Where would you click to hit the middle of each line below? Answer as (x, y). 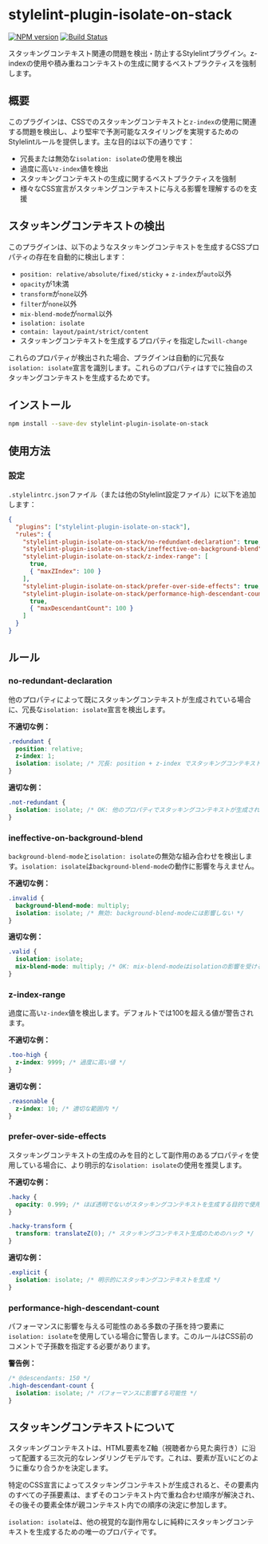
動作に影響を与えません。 (217, 866)
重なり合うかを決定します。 (67, 1468)
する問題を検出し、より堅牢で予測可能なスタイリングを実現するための (124, 131)
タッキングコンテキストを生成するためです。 (81, 378)
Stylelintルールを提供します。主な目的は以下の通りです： (102, 141)
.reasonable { (32, 1101)
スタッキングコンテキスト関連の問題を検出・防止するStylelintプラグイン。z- (133, 53)
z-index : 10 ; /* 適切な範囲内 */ (67, 1109)
